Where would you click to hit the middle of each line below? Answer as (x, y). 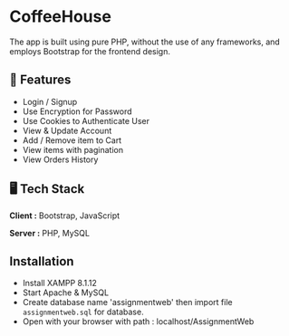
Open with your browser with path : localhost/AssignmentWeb (138, 322)
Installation (42, 261)
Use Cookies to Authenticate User (86, 120)
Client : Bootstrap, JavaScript (65, 216)
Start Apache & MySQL (66, 293)
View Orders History (60, 159)
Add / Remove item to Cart (72, 140)
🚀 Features (40, 80)
